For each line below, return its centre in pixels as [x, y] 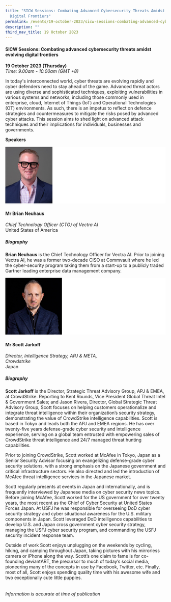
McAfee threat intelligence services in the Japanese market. [68, 477]
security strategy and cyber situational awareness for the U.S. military [78, 514]
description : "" [22, 27]
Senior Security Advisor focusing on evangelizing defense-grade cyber [80, 460]
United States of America [32, 230]
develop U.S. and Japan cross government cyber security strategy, [76, 525]
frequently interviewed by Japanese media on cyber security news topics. [83, 492]
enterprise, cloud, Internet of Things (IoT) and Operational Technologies [81, 103]
